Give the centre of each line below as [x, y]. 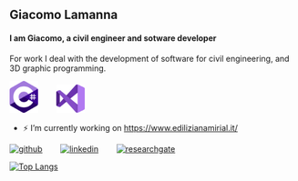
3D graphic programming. [58, 68]
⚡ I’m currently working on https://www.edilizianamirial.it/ [130, 127]
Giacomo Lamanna [64, 15]
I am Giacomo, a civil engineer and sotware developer [113, 38]
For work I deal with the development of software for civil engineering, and [149, 58]
